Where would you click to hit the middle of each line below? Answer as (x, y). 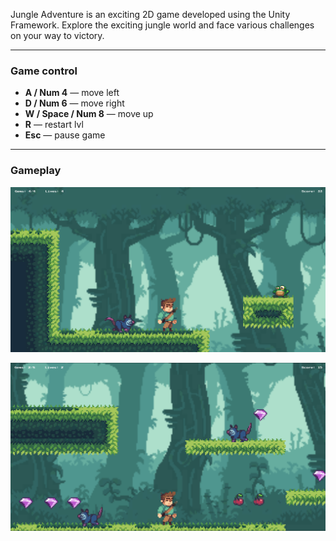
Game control (44, 71)
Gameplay (36, 171)
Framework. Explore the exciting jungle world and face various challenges (162, 25)
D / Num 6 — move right (74, 103)
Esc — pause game (65, 135)
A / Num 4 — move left (72, 93)
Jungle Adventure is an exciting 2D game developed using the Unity (150, 14)
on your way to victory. (57, 35)
